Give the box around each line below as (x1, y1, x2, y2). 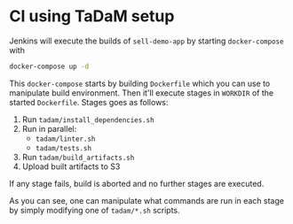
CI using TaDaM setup (9, 6, 175, 27)
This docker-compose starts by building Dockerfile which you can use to (9, 78, 271, 89)
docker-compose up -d (9, 62, 90, 71)
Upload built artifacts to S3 (21, 161, 121, 172)
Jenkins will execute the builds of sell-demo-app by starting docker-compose (9, 35, 284, 46)
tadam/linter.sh (35, 135, 96, 143)
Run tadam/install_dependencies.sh (21, 113, 154, 125)
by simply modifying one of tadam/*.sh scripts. (9, 205, 180, 215)
